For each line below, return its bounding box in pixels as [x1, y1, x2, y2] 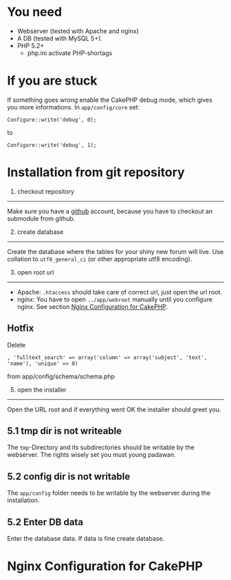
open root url [16, 268, 54, 276]
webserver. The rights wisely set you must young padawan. [7, 451, 177, 459]
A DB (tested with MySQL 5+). [16, 34, 103, 42]
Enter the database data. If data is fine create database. [7, 535, 165, 543]
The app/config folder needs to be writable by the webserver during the [7, 489, 211, 497]
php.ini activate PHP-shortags [27, 49, 113, 57]
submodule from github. [7, 214, 76, 222]
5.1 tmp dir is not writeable [7, 425, 122, 437]
